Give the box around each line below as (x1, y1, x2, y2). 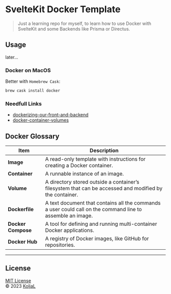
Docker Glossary (5, 132, 60, 140)
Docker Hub (8, 238, 38, 245)
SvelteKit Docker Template (5, 4, 121, 15)
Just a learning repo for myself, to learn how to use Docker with (17, 20, 152, 26)
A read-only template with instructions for (45, 156, 146, 163)
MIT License (5, 277, 32, 283)
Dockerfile (8, 206, 34, 213)
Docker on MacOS (5, 67, 51, 74)
